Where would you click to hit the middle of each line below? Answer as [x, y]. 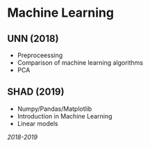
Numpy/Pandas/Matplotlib [55, 109]
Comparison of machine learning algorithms [80, 63]
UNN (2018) [33, 39]
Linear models [37, 123]
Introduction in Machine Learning [65, 116]
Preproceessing [40, 55]
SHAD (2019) [36, 92]
